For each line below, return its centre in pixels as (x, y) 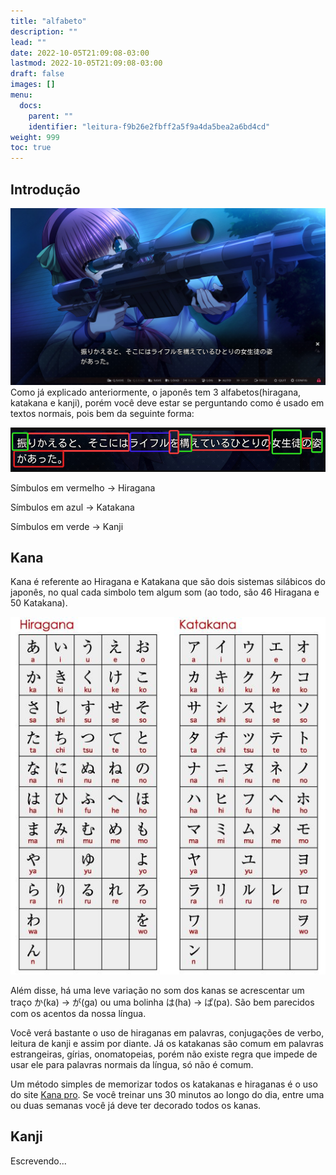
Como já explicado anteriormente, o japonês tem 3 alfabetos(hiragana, (156, 392)
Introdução (45, 189)
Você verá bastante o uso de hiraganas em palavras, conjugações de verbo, (167, 1032)
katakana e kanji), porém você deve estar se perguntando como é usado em (167, 403)
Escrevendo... (38, 1161)
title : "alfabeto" (48, 21)
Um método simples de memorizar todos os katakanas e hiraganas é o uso (164, 1084)
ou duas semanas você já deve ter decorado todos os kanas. (136, 1105)
